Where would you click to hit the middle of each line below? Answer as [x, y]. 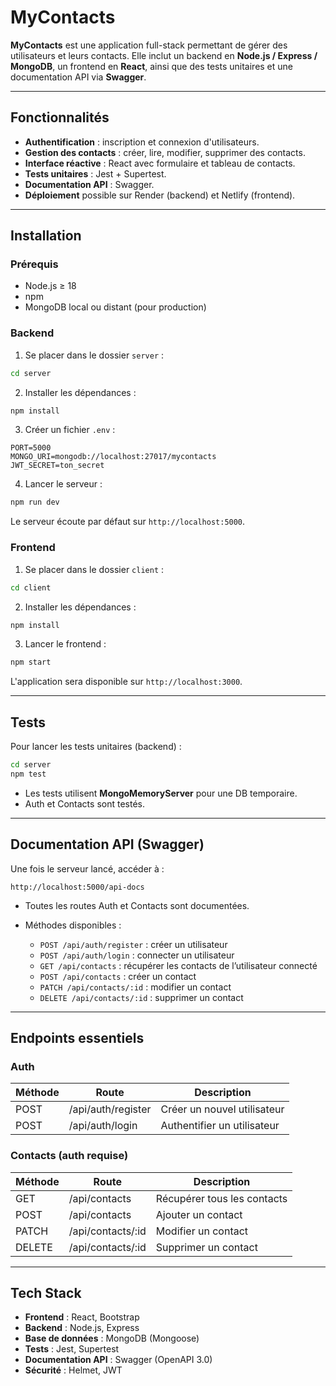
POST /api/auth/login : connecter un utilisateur [137, 955]
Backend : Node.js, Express [82, 1328]
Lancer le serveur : [63, 484]
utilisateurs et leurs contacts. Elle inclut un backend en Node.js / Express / [164, 55]
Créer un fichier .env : [70, 430]
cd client [31, 587]
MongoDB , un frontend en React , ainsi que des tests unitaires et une [152, 66]
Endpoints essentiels [77, 1038]
